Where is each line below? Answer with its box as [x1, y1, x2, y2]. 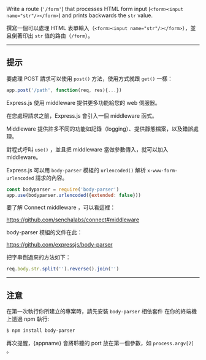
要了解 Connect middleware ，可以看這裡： [6, 204, 116, 211]
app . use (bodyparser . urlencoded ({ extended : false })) [6, 192, 141, 198]
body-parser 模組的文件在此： [6, 229, 83, 236]
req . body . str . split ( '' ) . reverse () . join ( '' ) [6, 266, 120, 272]
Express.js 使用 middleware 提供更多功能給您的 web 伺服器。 [6, 99, 161, 106]
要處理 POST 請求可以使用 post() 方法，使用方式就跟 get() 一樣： [6, 75, 173, 82]
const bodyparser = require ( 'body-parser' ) [6, 186, 120, 193]
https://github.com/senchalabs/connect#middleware [6, 216, 140, 223]
